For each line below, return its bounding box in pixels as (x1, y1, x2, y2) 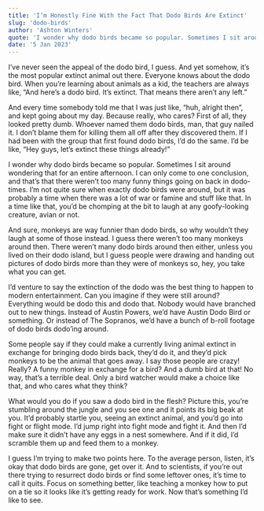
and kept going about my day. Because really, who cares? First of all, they (8, 111, 247, 120)
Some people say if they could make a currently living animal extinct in (8, 339, 236, 349)
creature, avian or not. (8, 210, 80, 220)
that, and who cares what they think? (8, 381, 128, 391)
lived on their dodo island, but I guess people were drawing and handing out (8, 250, 255, 260)
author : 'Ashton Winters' (8, 26, 93, 34)
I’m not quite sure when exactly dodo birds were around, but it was (29, 185, 246, 194)
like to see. (8, 495, 43, 505)
